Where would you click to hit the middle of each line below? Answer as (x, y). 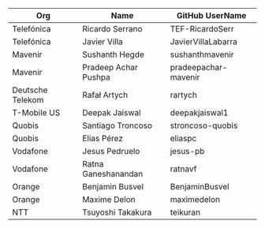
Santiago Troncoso (117, 125)
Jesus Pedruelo (111, 151)
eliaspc (183, 138)
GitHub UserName (211, 15)
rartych (183, 95)
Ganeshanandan (113, 174)
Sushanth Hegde (113, 54)
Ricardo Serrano (113, 29)
